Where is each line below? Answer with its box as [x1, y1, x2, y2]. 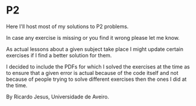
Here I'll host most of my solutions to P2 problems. [6, 23, 129, 30]
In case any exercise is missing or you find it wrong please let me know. [6, 34, 180, 41]
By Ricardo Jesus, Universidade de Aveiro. [6, 93, 109, 100]
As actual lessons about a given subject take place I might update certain [6, 45, 184, 53]
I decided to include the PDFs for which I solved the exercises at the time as [6, 63, 190, 70]
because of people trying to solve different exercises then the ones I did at [6, 76, 187, 83]
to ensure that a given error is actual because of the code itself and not [6, 69, 178, 76]
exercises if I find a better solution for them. [6, 52, 112, 59]
